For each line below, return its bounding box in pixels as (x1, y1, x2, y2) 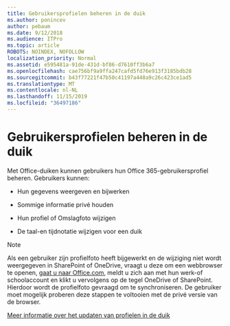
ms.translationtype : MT (7, 80, 76, 87)
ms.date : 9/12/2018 (7, 29, 63, 36)
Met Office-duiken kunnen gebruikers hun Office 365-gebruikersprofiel (7, 166, 209, 175)
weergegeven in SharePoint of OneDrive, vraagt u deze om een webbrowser (7, 261, 223, 269)
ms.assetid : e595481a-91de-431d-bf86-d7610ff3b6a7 (7, 61, 155, 68)
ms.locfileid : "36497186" (7, 100, 81, 107)
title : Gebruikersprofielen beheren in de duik (7, 10, 146, 17)
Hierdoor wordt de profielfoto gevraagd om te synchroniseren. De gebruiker (7, 283, 222, 291)
